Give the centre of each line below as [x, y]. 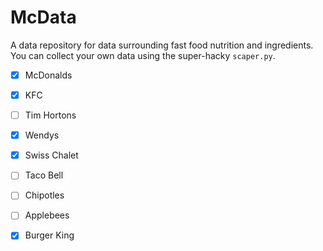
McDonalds [48, 75]
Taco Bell [44, 175]
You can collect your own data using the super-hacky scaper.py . [143, 55]
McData [43, 17]
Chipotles [44, 195]
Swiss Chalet [51, 155]
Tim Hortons [50, 115]
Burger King [49, 235]
